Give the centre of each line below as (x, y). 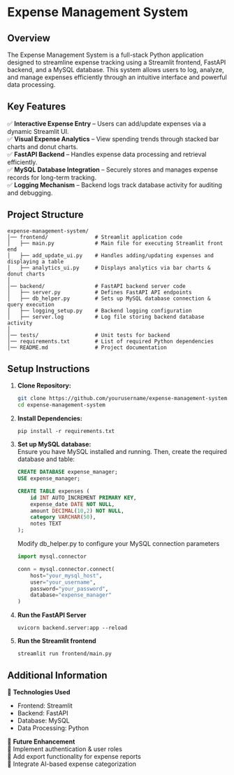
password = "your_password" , (70, 589)
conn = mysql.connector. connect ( (66, 569)
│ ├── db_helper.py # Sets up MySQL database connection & (109, 299)
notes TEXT (46, 524)
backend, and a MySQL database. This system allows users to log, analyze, (116, 70)
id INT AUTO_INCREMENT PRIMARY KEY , (83, 498)
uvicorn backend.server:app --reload (72, 628)
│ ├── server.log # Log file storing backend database (106, 317)
